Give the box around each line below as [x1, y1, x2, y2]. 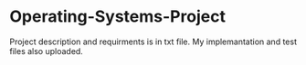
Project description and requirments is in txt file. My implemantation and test [9, 36, 297, 47]
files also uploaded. [9, 45, 84, 56]
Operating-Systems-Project [9, 6, 227, 27]
